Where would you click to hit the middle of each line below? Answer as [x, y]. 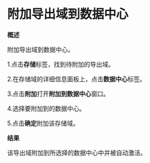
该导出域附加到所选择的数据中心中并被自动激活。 [77, 153]
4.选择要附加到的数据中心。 [46, 108]
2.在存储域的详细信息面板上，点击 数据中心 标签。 [77, 79]
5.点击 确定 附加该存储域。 [43, 123]
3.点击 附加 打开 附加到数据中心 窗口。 [58, 94]
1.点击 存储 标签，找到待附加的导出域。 [61, 64]
